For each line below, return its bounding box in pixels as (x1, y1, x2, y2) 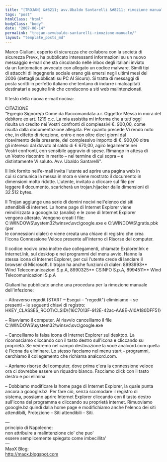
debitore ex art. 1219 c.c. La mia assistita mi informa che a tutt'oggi (5, 116, 142, 122)
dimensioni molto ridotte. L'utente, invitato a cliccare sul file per (5, 178, 135, 185)
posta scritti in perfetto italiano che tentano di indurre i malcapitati (5, 80, 140, 86)
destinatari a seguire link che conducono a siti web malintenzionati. (5, 86, 143, 92)
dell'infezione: (5, 287, 34, 293)
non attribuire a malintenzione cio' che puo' (5, 430, 94, 436)
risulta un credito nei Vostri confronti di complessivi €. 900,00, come (5, 121, 146, 127)
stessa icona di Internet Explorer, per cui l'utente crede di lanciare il (5, 256, 143, 262)
